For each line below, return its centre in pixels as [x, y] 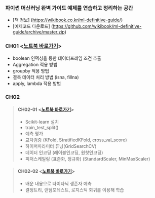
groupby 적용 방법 [31, 71]
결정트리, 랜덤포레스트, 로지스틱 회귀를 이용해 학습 [74, 190]
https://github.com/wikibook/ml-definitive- [97, 26]
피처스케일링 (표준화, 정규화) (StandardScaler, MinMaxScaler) [88, 159]
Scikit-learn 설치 [42, 122]
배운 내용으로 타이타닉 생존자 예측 [59, 183]
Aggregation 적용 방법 [35, 64]
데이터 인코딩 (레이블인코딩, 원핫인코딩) [64, 152]
